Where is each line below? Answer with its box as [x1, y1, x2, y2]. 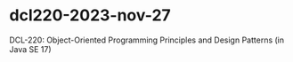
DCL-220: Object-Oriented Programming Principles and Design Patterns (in [9, 35, 285, 45]
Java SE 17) [9, 43, 52, 54]
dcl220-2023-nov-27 [9, 5, 171, 26]
